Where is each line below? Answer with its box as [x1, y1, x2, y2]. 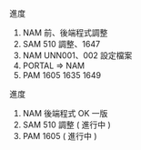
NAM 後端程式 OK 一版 [22, 108, 108, 118]
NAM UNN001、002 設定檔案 [22, 50, 133, 61]
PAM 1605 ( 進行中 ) [22, 131, 97, 141]
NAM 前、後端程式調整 [22, 27, 108, 38]
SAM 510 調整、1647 [22, 39, 101, 49]
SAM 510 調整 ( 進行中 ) [22, 119, 111, 130]
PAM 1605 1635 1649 [22, 70, 102, 80]
